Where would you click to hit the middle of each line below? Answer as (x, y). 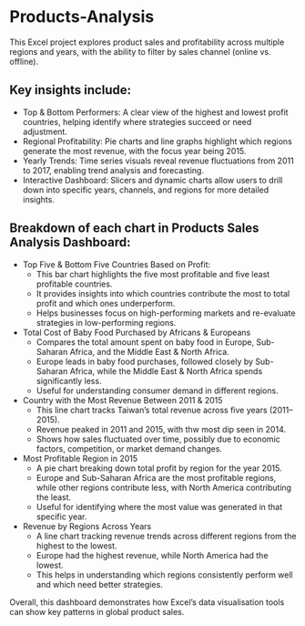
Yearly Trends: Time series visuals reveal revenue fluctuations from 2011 (158, 161)
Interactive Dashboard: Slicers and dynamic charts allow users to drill (152, 180)
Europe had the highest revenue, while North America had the (152, 555)
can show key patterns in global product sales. (97, 611)
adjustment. (45, 131)
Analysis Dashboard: (70, 242)
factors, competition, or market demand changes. (129, 448)
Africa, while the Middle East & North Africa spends (166, 370)
